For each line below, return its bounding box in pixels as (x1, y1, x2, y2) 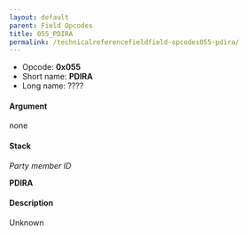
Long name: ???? (21, 80, 84, 91)
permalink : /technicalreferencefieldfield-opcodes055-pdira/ (9, 37, 240, 47)
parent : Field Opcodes (9, 21, 93, 30)
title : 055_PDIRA (9, 29, 74, 38)
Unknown (9, 217, 44, 228)
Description (9, 198, 54, 208)
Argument (9, 101, 48, 111)
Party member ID (9, 160, 72, 171)
